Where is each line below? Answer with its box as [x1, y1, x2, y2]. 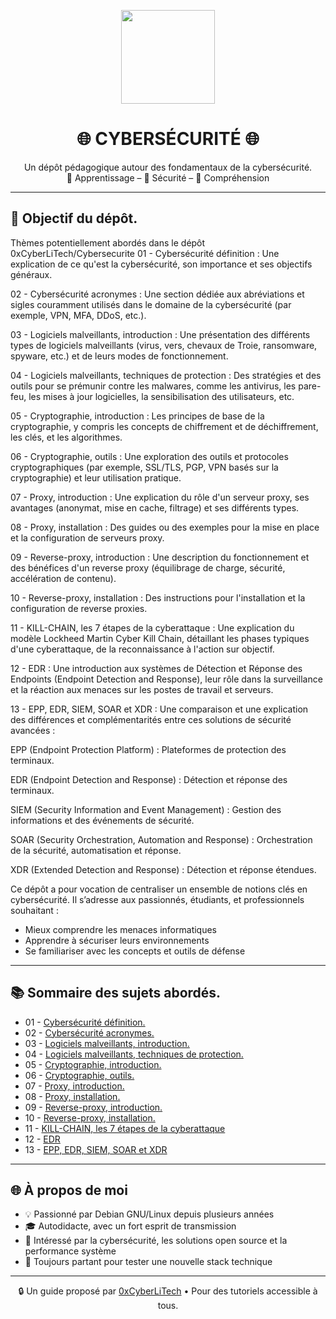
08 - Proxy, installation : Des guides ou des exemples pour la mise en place [10, 521, 320, 533]
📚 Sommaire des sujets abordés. [10, 985, 222, 1002]
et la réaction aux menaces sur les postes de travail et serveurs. [10, 683, 274, 695]
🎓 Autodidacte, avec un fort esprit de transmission [24, 1220, 237, 1232]
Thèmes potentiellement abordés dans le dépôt [10, 236, 206, 249]
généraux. [10, 268, 53, 280]
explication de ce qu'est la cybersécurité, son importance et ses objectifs [10, 258, 313, 270]
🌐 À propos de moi [10, 1181, 128, 1199]
